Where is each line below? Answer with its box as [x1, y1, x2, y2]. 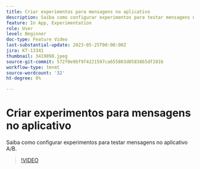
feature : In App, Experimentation [6, 20, 92, 26]
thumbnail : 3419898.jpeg [6, 53, 68, 59]
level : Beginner [6, 31, 46, 37]
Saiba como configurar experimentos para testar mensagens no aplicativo [6, 139, 188, 146]
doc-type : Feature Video [6, 36, 68, 42]
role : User [6, 25, 33, 32]
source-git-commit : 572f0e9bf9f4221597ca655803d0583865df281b [6, 59, 164, 64]
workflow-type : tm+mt [6, 64, 60, 70]
